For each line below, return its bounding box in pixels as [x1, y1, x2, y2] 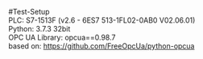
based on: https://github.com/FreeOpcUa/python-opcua [8, 41, 195, 51]
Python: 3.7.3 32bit [8, 24, 71, 33]
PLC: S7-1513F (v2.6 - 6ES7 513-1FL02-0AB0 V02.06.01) [8, 15, 196, 25]
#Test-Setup [8, 7, 50, 16]
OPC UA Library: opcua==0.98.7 [8, 32, 116, 42]
